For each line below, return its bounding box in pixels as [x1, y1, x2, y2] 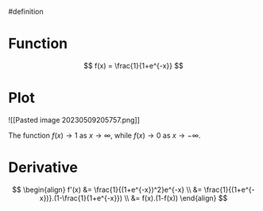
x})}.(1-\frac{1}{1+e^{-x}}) [39, 193, 123, 202]
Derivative [8, 158, 78, 177]
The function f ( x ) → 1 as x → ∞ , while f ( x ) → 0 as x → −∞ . [8, 131, 201, 140]
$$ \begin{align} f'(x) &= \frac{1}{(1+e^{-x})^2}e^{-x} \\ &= [11, 185, 203, 194]
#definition [8, 7, 44, 16]
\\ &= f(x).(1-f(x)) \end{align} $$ [124, 193, 228, 202]
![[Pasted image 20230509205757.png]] [8, 115, 141, 124]
